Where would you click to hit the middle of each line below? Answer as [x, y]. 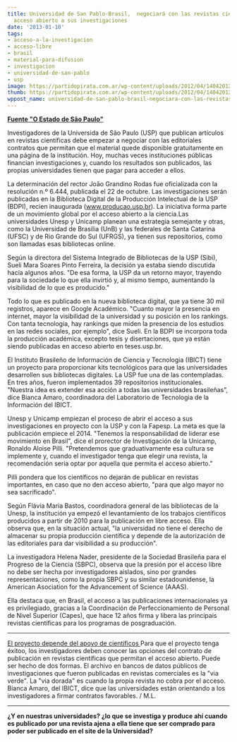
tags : [15, 34]
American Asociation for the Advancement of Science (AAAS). [98, 587]
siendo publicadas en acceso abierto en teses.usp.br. [85, 346]
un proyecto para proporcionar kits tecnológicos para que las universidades [117, 367]
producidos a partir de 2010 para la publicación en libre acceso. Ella [106, 521]
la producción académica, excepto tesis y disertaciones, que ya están [109, 339]
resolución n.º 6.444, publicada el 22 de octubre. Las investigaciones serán [117, 191]
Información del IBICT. [40, 405]
